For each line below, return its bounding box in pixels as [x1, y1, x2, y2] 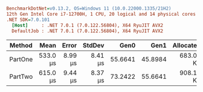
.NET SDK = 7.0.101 [6, 16, 50, 23]
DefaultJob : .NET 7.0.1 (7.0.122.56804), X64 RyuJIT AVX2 [11, 28, 164, 34]
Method [9, 41, 33, 50]
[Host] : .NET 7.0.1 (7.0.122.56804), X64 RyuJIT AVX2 [11, 22, 164, 28]
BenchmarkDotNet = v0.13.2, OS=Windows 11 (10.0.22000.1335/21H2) [6, 5, 172, 11]
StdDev [82, 41, 105, 50]
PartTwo [9, 73, 33, 81]
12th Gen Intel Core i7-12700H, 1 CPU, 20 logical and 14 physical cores [6, 11, 196, 17]
